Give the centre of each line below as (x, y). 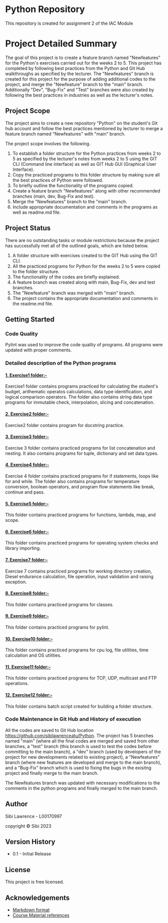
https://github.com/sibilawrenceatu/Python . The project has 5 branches (79, 735)
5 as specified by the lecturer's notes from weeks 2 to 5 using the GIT (85, 159)
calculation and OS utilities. (33, 655)
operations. (17, 684)
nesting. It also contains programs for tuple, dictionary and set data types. (82, 453)
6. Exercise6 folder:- (27, 532)
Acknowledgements (37, 898)
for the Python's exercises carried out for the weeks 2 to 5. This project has (83, 63)
